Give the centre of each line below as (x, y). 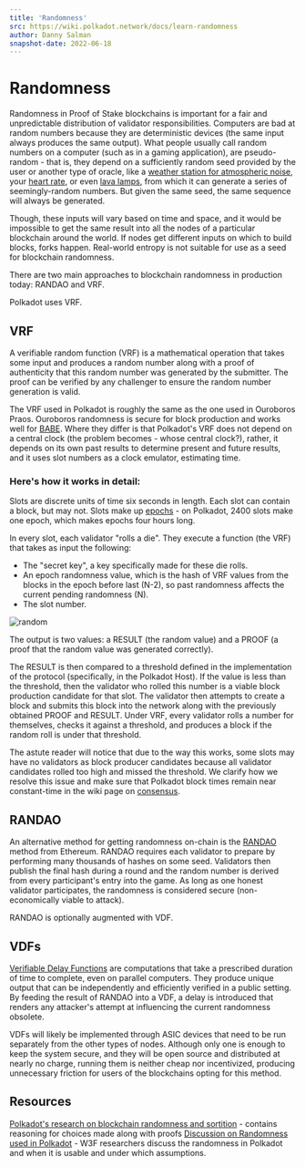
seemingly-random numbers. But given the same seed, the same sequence (150, 191)
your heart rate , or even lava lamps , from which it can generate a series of (148, 181)
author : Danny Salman (51, 35)
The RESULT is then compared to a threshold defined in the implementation (151, 667)
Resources (41, 1102)
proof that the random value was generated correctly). (112, 649)
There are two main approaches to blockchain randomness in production (146, 275)
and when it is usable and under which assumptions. (108, 1152)
